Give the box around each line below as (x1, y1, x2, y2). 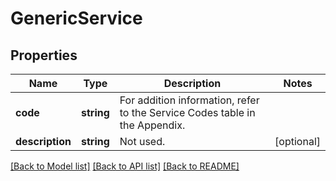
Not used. (119, 135, 166, 148)
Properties (10, 47, 78, 64)
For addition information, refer (119, 93, 260, 107)
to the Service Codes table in (119, 106, 256, 119)
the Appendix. (119, 118, 186, 132)
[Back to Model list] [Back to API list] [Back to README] (10, 160, 240, 172)
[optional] (274, 135, 321, 148)
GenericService (10, 7, 143, 30)
